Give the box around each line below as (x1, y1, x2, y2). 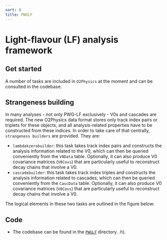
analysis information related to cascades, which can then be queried (12, 175, 155, 181)
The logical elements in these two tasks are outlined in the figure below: (5, 201, 155, 207)
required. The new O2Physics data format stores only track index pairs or (5, 117, 158, 123)
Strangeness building (5, 98, 74, 107)
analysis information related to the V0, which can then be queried (12, 148, 149, 154)
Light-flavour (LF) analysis (5, 34, 119, 45)
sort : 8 (5, 7, 22, 13)
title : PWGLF (5, 12, 33, 17)
